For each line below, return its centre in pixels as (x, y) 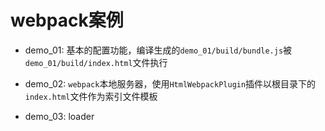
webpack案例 (67, 20)
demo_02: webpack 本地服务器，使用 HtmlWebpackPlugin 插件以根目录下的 (170, 83)
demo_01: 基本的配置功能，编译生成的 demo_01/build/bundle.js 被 (158, 50)
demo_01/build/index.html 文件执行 (96, 62)
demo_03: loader (59, 116)
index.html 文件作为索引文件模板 (91, 96)
